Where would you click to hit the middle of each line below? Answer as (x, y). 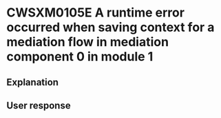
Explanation (33, 82)
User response (39, 105)
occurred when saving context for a (110, 27)
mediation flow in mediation (88, 42)
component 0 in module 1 (80, 57)
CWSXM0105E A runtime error (96, 13)
